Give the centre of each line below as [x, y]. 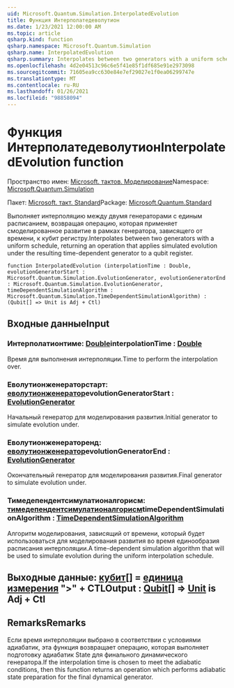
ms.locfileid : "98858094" [45, 98]
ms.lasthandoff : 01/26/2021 [48, 91]
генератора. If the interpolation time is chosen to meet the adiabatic [104, 662]
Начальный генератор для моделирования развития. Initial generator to [112, 417]
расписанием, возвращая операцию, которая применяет [92, 223]
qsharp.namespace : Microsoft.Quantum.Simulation [79, 46]
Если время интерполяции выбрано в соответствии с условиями [104, 640]
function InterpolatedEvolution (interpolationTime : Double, [99, 266]
